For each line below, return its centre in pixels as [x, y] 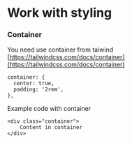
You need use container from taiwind [60, 50]
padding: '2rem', [39, 90]
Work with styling [60, 13]
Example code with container [49, 109]
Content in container [51, 128]
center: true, [34, 84]
